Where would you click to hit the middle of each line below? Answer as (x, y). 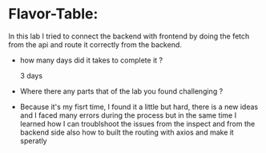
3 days (31, 75)
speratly (33, 140)
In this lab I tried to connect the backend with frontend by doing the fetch (129, 36)
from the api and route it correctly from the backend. (95, 44)
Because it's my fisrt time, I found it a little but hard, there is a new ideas (139, 107)
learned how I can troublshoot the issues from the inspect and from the (137, 123)
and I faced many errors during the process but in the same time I (128, 115)
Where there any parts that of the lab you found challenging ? (121, 91)
